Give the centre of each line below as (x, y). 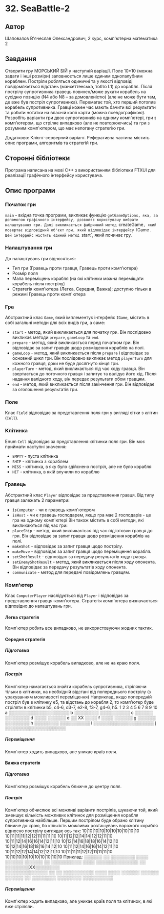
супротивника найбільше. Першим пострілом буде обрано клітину (75, 820)
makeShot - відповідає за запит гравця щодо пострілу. (67, 546)
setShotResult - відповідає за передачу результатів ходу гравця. (80, 556)
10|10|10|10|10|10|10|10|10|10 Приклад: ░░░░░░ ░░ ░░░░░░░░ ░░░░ (77, 857)
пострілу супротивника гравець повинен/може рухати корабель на (76, 92)
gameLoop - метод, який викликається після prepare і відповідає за (81, 353)
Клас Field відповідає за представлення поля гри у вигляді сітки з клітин (82, 413)
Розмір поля (25, 273)
